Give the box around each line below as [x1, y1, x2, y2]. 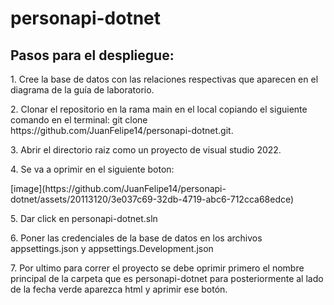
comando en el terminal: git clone [10, 114, 148, 126]
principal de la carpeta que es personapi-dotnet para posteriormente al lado [10, 273, 324, 284]
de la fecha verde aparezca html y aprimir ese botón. [10, 283, 228, 295]
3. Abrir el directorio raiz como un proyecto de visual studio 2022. [10, 144, 282, 156]
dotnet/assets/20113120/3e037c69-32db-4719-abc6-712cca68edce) [10, 193, 295, 205]
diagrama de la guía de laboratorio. [10, 84, 155, 96]
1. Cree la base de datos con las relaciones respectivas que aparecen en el [10, 73, 319, 85]
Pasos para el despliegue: [10, 47, 175, 64]
